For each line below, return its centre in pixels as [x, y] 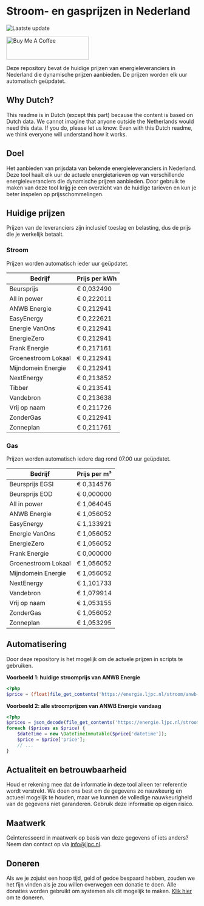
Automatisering [36, 644]
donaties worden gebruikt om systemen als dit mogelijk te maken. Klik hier [99, 891]
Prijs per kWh [97, 278]
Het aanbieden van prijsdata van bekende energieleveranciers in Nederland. [102, 168]
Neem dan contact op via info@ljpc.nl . [54, 844]
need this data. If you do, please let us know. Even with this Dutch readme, [100, 128]
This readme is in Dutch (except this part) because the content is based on [100, 115]
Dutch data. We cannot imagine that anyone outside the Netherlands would [100, 121]
